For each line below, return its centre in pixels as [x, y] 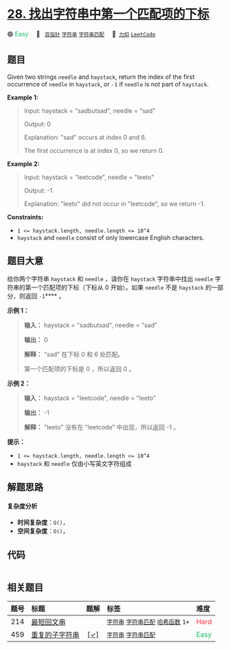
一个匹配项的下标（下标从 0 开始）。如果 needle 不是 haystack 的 [121, 287]
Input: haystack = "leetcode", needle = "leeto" [89, 177]
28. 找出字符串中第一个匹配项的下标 [108, 14]
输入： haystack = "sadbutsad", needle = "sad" [91, 325]
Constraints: [25, 217]
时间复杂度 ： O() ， [43, 523]
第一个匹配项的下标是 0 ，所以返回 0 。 [79, 368]
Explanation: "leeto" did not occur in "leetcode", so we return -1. [114, 204]
